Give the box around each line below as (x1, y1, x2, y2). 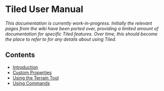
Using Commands (12, 80, 50, 86)
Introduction (12, 64, 38, 70)
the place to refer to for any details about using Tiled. (5, 36, 117, 42)
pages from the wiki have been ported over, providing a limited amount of (5, 25, 159, 31)
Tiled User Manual (5, 4, 83, 15)
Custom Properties (12, 69, 52, 75)
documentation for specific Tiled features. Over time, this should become (5, 31, 158, 37)
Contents (5, 51, 35, 59)
